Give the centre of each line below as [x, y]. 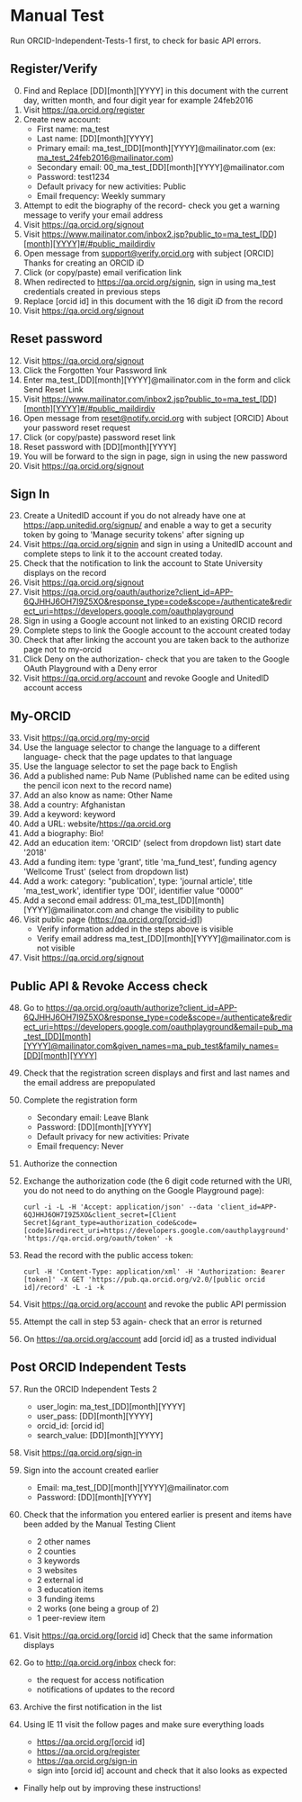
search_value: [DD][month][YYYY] [100, 1435]
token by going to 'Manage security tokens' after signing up [134, 535]
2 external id [60, 1580]
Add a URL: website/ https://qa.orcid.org [97, 824]
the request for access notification [100, 1680]
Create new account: [62, 119]
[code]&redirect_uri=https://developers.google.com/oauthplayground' [156, 1230]
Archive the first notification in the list [93, 1707]
